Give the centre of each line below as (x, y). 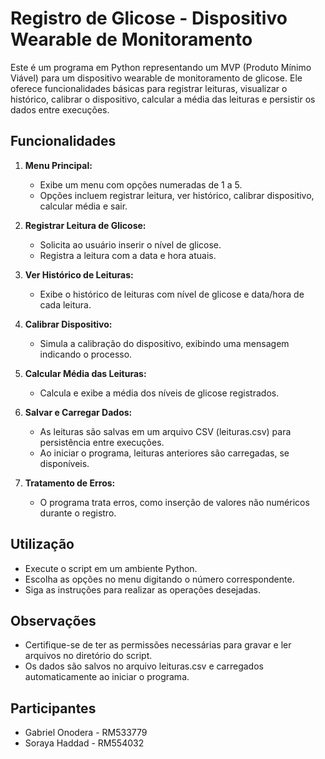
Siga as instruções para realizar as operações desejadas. (142, 589)
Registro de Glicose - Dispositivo (149, 18)
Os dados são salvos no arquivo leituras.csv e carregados (144, 666)
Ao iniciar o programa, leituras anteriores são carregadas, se (164, 453)
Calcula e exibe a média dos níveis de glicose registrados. (159, 393)
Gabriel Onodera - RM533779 (86, 733)
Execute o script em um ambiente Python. (111, 568)
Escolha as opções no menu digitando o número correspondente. (159, 579)
